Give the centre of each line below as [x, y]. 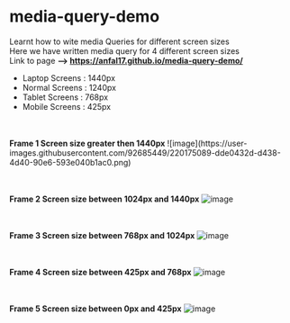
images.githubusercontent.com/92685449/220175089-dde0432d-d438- [145, 153]
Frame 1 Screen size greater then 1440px [87, 143]
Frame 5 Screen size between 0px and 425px [95, 309]
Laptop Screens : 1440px [68, 77]
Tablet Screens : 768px [65, 97]
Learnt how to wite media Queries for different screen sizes [119, 41]
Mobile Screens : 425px [66, 106]
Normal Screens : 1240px [69, 87]
